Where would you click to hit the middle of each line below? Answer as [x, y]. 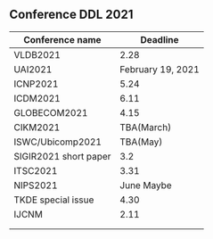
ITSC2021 [36, 170]
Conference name [62, 39]
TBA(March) [146, 127]
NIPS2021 [36, 185]
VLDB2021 [37, 54]
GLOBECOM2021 [51, 112]
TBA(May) [141, 142]
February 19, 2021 [160, 69]
